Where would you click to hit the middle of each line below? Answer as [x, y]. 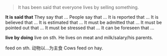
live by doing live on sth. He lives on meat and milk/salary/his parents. [79, 38]
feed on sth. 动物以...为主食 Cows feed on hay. [54, 48]
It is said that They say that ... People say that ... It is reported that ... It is [82, 17]
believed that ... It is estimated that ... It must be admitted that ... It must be [84, 22]
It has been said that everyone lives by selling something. [78, 7]
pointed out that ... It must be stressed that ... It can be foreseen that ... [80, 28]
